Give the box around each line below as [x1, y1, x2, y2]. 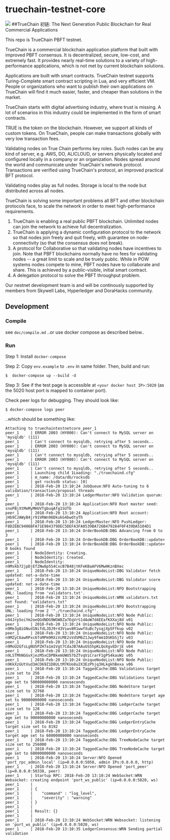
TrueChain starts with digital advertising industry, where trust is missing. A [5, 104, 161, 110]
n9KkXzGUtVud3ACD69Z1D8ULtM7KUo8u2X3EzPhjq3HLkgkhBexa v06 [5, 661, 133, 667]
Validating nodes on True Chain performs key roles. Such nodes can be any [5, 145, 164, 151]
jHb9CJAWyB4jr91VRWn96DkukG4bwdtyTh [5, 515, 83, 520]
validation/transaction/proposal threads [5, 488, 95, 493]
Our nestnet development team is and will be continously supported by [5, 282, 154, 288]
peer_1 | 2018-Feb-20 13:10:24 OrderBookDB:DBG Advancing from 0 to [5, 528, 163, 533]
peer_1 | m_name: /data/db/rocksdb [5, 475, 90, 480]
